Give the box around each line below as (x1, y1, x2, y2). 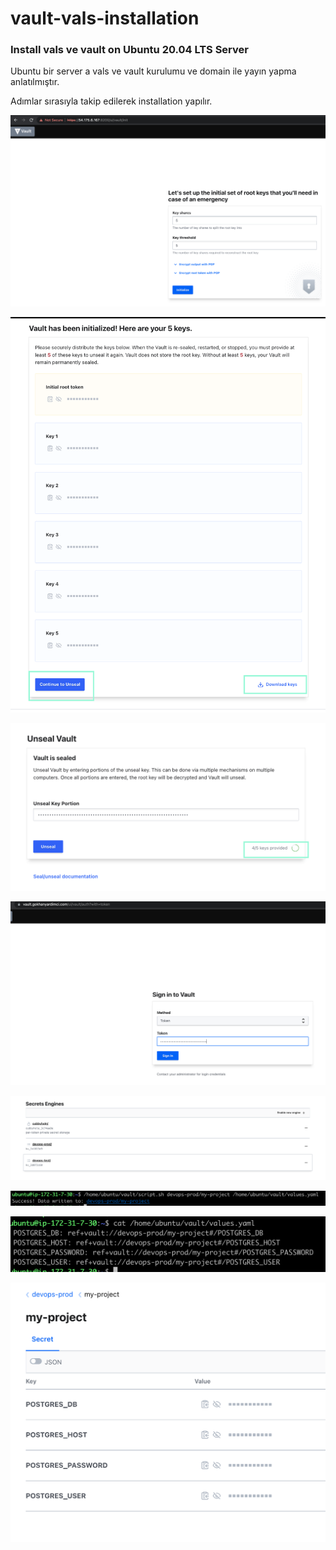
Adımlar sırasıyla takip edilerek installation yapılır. (10, 95, 213, 107)
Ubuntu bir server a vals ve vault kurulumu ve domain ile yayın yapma (10, 65, 297, 77)
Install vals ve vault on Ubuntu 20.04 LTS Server (10, 43, 249, 57)
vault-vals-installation (10, 7, 200, 30)
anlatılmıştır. (10, 76, 60, 88)
